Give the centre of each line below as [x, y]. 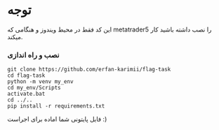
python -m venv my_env [40, 82]
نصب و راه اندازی [33, 55]
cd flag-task [26, 75]
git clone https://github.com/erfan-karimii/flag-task [89, 70]
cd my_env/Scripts [34, 88]
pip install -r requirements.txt [56, 106]
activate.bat [26, 94]
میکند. [15, 36]
